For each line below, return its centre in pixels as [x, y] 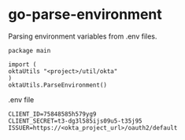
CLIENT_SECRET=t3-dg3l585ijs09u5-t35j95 [76, 121]
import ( [22, 64]
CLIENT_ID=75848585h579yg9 [52, 114]
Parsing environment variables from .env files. [83, 36]
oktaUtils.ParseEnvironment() [58, 85]
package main [30, 50]
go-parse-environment [85, 15]
